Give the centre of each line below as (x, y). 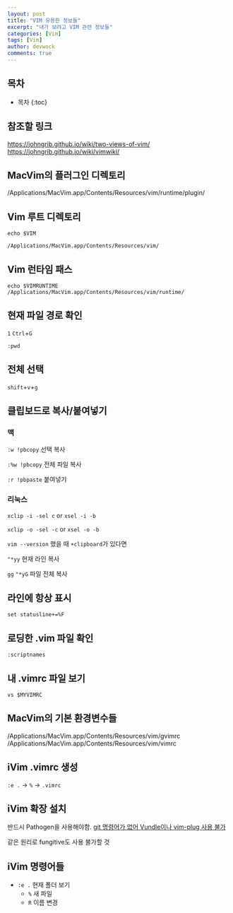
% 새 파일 (40, 894)
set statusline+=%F (36, 615)
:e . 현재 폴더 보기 (44, 885)
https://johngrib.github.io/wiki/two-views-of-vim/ (79, 144)
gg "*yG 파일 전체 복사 (37, 574)
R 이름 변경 (43, 902)
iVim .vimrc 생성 (43, 767)
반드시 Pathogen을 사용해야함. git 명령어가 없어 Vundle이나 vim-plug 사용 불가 (116, 827)
